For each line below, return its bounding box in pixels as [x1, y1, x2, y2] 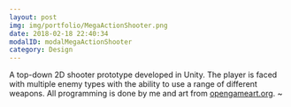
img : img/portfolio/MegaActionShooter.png [9, 21, 168, 30]
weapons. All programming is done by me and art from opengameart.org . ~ [9, 89, 283, 99]
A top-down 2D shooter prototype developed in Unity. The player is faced [9, 69, 278, 80]
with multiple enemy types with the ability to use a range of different [9, 79, 258, 89]
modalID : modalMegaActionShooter [9, 37, 133, 46]
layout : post [9, 12, 57, 22]
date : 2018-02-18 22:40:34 [9, 29, 109, 38]
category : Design [9, 46, 73, 54]
